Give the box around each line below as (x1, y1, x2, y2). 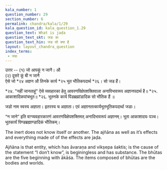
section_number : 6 (5, 16, 43, 21)
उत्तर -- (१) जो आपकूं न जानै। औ (5, 67, 61, 73)
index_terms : (5, 49, 32, 54)
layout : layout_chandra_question (5, 44, 75, 49)
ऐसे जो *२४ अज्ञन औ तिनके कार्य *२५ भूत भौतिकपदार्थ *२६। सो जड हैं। (5, 78, 121, 85)
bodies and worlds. (5, 160, 45, 166)
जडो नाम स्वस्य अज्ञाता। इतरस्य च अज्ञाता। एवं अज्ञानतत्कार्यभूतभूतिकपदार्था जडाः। (5, 104, 136, 110)
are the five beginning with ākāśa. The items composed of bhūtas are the (5, 155, 156, 161)
